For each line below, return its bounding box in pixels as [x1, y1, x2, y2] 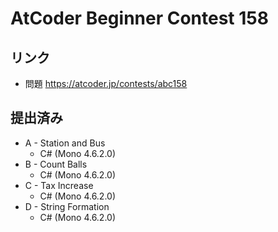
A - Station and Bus [24, 137, 106, 149]
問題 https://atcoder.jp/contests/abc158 [24, 78, 188, 89]
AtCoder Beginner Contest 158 [10, 7, 269, 30]
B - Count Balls [24, 158, 88, 170]
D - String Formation [24, 200, 110, 212]
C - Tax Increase [24, 179, 94, 191]
